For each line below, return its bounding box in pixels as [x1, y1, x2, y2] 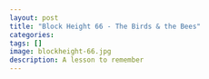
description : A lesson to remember [9, 55, 144, 64]
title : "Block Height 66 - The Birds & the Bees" [9, 22, 202, 31]
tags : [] [9, 38, 43, 48]
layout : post [9, 13, 59, 23]
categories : [9, 30, 55, 39]
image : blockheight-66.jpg [9, 47, 112, 56]
